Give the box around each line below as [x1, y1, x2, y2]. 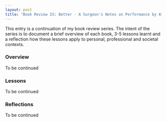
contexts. [5, 41, 24, 47]
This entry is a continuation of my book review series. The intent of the [5, 25, 150, 31]
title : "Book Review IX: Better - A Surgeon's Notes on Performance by [5, 12, 157, 17]
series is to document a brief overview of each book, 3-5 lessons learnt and [5, 31, 161, 37]
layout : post [5, 7, 32, 12]
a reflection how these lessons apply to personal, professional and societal [5, 36, 159, 42]
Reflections [5, 101, 34, 108]
